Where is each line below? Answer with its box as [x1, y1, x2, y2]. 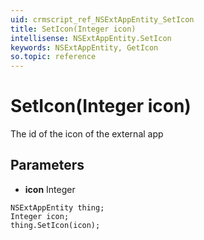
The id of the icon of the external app [10, 128, 164, 140]
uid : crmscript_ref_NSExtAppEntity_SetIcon [10, 14, 195, 25]
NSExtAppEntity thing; [10, 202, 105, 213]
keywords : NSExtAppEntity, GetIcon [10, 42, 159, 53]
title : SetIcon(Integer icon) [10, 24, 137, 34]
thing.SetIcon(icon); [10, 220, 101, 230]
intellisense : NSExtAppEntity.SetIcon [10, 33, 172, 43]
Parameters [10, 157, 85, 174]
